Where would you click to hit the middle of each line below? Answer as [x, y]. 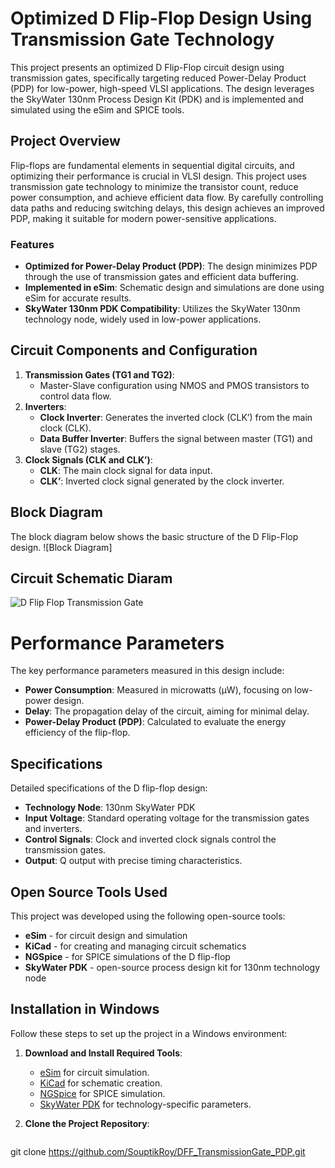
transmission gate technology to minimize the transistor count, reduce [154, 186]
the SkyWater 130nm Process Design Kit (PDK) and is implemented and [157, 99]
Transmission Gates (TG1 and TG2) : [99, 374]
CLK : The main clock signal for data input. [126, 470]
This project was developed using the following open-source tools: [148, 916]
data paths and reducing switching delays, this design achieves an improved [167, 208]
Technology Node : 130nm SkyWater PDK [110, 808]
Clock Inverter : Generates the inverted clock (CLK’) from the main [176, 417]
